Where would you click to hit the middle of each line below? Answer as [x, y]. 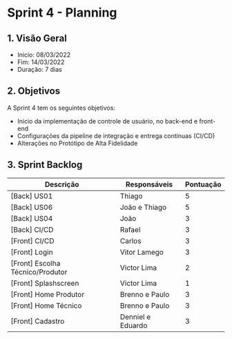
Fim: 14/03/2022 [41, 62]
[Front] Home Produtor [48, 294]
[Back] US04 [32, 218]
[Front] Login [32, 252]
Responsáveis [149, 184]
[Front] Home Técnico [46, 305]
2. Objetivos [34, 91]
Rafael [130, 229]
